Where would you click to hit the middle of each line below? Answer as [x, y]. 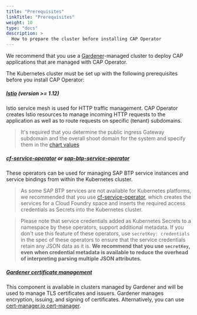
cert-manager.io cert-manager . [44, 306]
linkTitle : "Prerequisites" [41, 17]
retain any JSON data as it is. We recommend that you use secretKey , [105, 246]
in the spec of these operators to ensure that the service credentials [103, 239]
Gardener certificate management [49, 272]
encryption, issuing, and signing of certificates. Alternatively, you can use [95, 299]
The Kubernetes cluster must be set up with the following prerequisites [92, 73]
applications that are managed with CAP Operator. [67, 62]
